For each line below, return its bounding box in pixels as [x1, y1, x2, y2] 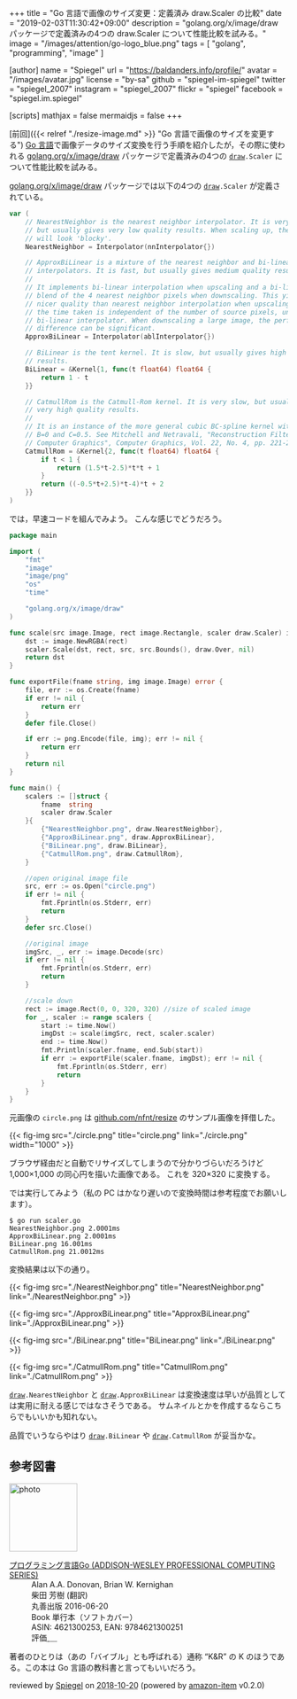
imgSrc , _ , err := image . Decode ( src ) [25, 947, 164, 956]
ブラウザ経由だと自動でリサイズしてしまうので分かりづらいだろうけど [9, 1157, 264, 1168]
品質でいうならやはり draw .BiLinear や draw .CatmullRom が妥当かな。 [9, 1430, 261, 1441]
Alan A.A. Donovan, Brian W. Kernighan [31, 1579, 174, 1590]
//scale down [25, 996, 73, 1005]
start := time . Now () [41, 1021, 117, 1030]
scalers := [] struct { [25, 791, 109, 800]
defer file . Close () [25, 719, 97, 728]
